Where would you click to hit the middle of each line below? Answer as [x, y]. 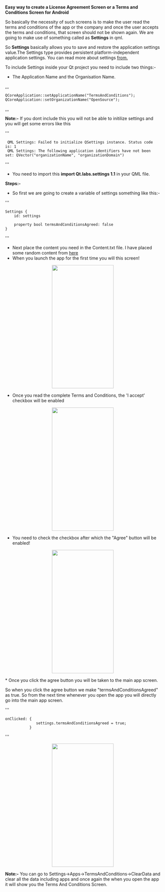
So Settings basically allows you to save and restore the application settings [82, 47]
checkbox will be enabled [38, 401]
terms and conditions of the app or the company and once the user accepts [82, 27]
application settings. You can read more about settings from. [66, 58]
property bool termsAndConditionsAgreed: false [64, 224]
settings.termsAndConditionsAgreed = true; [81, 723]
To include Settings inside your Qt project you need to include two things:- [81, 67]
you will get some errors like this [38, 124]
